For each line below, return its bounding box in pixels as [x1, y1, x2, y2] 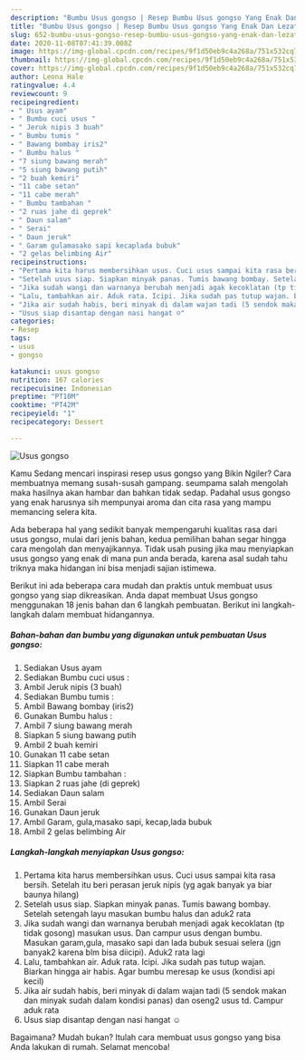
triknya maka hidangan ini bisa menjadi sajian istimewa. [10, 562, 216, 573]
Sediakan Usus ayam [23, 662, 102, 673]
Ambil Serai [23, 797, 67, 808]
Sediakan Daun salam [23, 787, 105, 798]
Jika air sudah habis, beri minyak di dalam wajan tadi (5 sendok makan [23, 985, 288, 996]
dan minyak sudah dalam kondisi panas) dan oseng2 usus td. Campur [23, 995, 284, 1006]
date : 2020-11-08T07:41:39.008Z [10, 38, 132, 48]
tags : [10, 334, 31, 343]
